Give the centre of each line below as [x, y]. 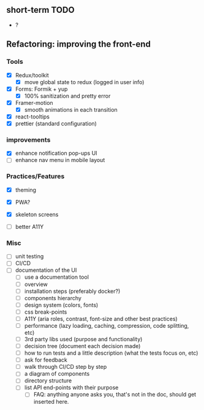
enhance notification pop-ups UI [56, 153]
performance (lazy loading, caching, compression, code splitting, [107, 325]
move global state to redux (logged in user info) [84, 82]
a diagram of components [57, 374]
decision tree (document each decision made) [82, 346]
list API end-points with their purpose [71, 388]
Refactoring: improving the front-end [79, 44]
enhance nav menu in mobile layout [60, 160]
